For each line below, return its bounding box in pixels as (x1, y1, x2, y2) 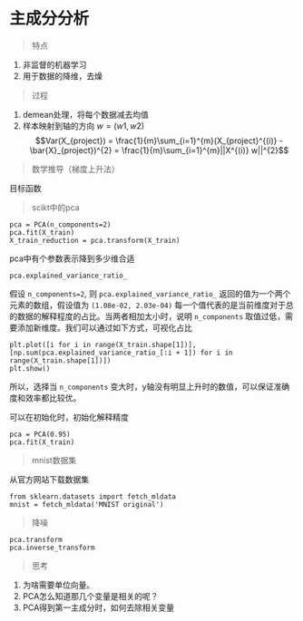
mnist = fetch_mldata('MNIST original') (9, 500, 165, 509)
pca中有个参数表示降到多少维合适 (9, 253, 135, 264)
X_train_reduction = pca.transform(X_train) (9, 236, 181, 245)
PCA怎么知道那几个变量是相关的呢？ (22, 590, 159, 601)
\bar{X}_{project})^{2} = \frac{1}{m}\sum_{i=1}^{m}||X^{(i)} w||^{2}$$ (29, 144, 289, 155)
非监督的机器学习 (22, 59, 87, 70)
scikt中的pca (31, 201, 80, 213)
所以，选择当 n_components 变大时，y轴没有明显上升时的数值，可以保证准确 (9, 381, 290, 392)
